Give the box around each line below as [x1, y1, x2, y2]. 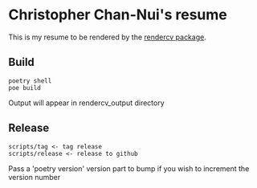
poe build [8, 84, 42, 92]
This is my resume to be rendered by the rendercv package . [8, 32, 206, 42]
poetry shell [8, 76, 52, 85]
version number [8, 172, 61, 182]
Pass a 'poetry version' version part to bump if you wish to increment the [8, 163, 250, 174]
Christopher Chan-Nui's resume [8, 6, 227, 24]
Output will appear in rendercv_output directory [8, 98, 165, 108]
